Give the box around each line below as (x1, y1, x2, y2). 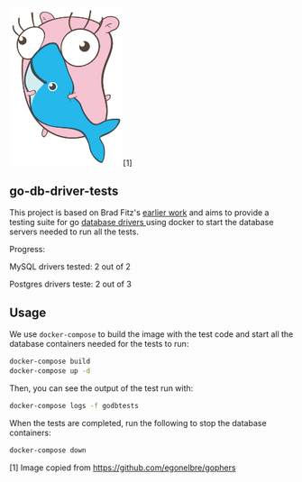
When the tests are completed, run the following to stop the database (9, 417, 268, 428)
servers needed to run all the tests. (9, 226, 140, 237)
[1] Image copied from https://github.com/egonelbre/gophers (9, 462, 236, 473)
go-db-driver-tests (9, 184, 119, 199)
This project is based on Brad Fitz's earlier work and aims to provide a (9, 207, 270, 218)
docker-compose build (9, 357, 91, 367)
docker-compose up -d (9, 367, 91, 376)
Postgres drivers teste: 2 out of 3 (9, 278, 133, 290)
